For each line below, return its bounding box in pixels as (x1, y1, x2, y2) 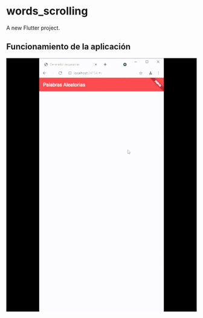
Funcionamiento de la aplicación (6, 42, 131, 52)
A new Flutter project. (6, 24, 60, 31)
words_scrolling (6, 4, 88, 18)
